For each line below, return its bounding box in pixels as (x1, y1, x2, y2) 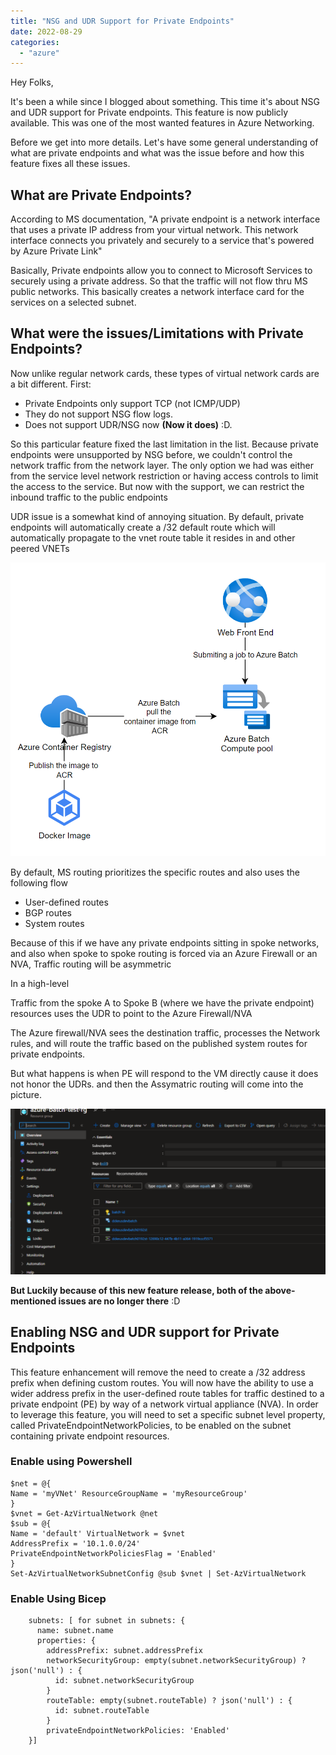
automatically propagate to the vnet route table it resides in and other (10, 531, 296, 544)
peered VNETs (10, 542, 70, 554)
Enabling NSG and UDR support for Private (10, 1324, 280, 1341)
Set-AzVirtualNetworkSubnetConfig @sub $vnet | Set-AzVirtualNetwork (10, 1568, 307, 1579)
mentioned (10, 1295, 57, 1307)
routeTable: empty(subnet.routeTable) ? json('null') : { (46, 1696, 293, 1706)
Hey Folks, (10, 76, 54, 89)
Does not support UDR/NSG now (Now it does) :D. (24, 418, 233, 430)
